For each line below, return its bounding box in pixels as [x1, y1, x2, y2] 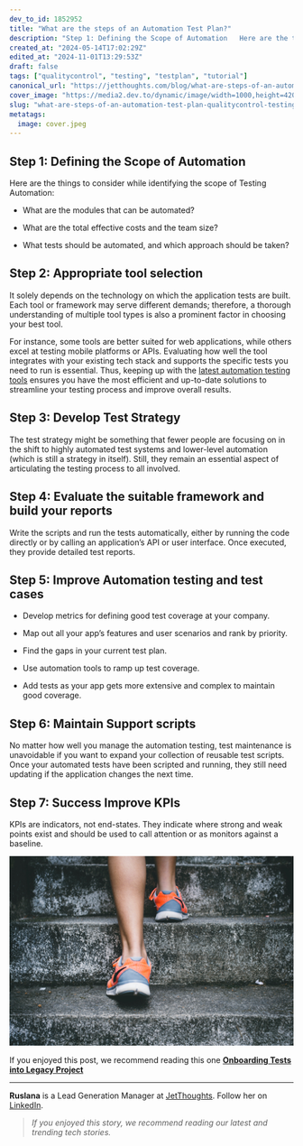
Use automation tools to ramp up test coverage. [22, 663, 200, 674]
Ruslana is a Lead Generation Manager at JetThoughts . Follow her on [9, 1090, 268, 1101]
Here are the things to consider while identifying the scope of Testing [9, 178, 267, 189]
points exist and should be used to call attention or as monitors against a [9, 828, 279, 839]
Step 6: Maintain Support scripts [9, 716, 197, 731]
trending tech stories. [31, 1126, 111, 1137]
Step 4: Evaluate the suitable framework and [9, 489, 264, 504]
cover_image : [9, 90, 59, 99]
